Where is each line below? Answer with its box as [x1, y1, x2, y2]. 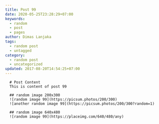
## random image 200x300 [9, 93, 60, 98]
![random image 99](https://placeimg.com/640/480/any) [9, 114, 124, 119]
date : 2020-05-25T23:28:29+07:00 [5, 12, 74, 17]
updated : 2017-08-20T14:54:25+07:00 [5, 67, 80, 72]
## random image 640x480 [9, 110, 60, 115]
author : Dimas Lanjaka [5, 35, 52, 40]
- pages [9, 30, 26, 35]
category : [5, 52, 26, 58]
